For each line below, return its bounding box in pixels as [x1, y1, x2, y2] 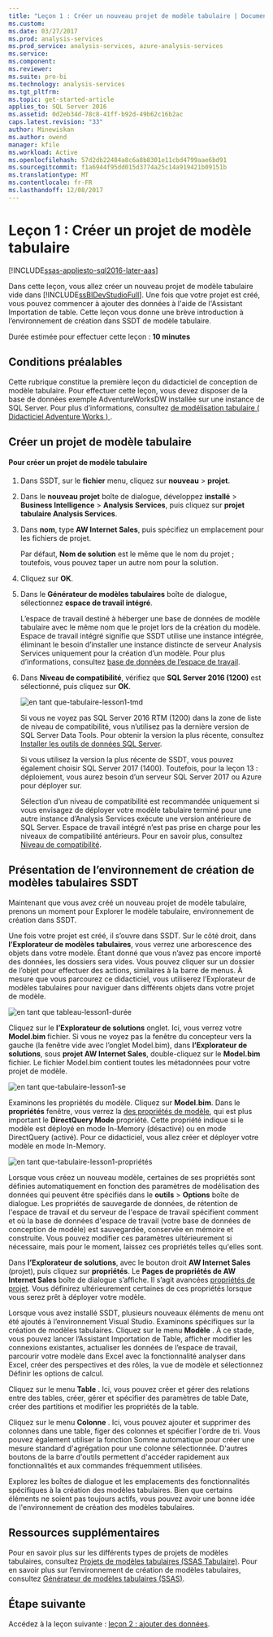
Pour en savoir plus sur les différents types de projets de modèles [8, 1547, 229, 1557]
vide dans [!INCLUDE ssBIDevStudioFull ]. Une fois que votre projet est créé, [8, 290, 261, 300]
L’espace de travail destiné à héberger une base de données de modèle [19, 614, 261, 624]
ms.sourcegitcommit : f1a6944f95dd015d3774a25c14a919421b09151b [8, 164, 227, 172]
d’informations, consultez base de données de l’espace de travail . [19, 657, 241, 667]
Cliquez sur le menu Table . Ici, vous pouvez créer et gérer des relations [8, 1384, 250, 1393]
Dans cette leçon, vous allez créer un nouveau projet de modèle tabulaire [8, 281, 253, 291]
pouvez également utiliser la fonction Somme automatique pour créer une [8, 1434, 255, 1444]
